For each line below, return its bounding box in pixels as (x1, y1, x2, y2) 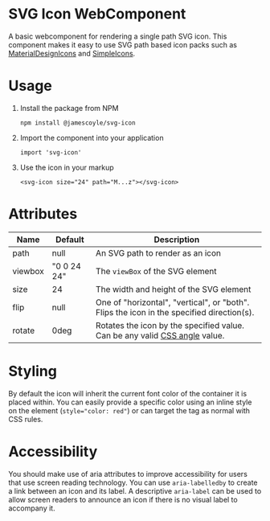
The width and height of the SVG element (95, 283, 252, 294)
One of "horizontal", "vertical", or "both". (95, 297, 250, 308)
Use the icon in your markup (19, 162, 114, 172)
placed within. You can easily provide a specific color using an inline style (8, 397, 252, 407)
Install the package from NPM (19, 103, 119, 113)
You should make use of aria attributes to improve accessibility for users (8, 469, 247, 478)
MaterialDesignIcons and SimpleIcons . (8, 48, 136, 58)
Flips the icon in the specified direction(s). (95, 306, 255, 318)
